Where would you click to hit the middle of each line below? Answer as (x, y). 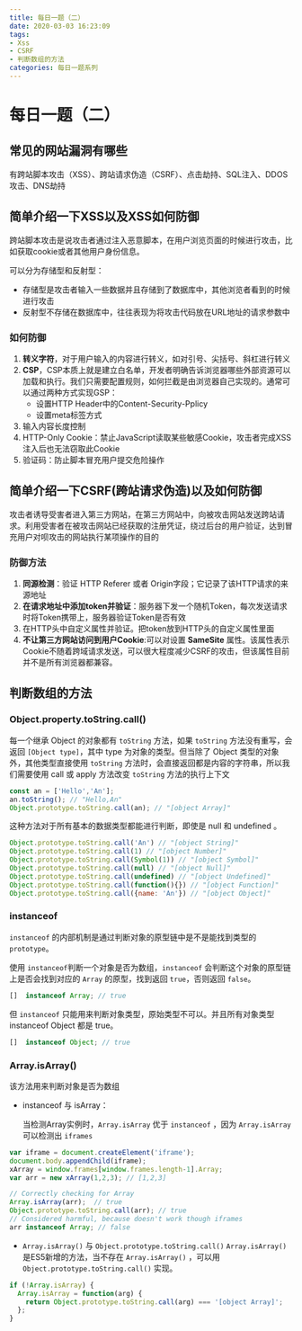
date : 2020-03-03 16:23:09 (60, 26)
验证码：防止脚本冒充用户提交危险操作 (93, 460)
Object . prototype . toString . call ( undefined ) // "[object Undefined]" (140, 876)
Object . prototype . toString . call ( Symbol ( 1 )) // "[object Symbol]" (134, 860)
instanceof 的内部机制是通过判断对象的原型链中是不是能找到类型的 (133, 937)
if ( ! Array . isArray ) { (52, 1285)
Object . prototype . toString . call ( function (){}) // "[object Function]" (144, 885)
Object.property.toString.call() (78, 719)
